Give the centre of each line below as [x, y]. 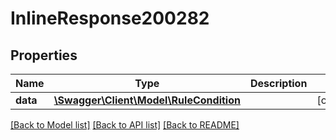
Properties [44, 55]
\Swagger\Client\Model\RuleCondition [147, 100]
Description [278, 83]
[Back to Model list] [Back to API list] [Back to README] [125, 125]
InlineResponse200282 [110, 18]
